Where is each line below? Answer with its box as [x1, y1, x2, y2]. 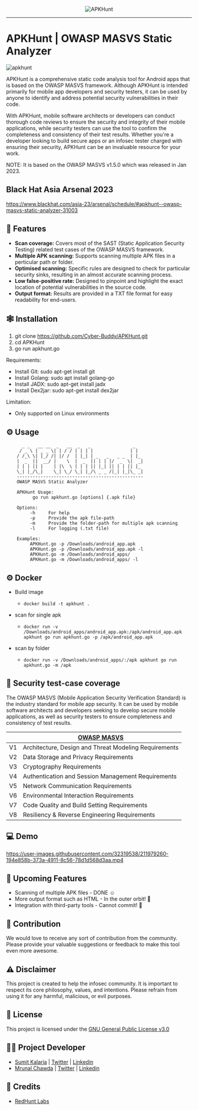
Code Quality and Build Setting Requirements [22, 801, 148, 809]
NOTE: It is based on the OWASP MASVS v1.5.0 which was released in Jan [6, 161, 187, 168]
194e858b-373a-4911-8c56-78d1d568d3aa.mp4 [6, 856, 124, 863]
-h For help [29, 510, 70, 516]
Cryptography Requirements [22, 762, 101, 770]
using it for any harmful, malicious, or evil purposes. [6, 993, 133, 1000]
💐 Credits [6, 1082, 41, 1092]
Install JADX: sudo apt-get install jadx [14, 380, 106, 388]
